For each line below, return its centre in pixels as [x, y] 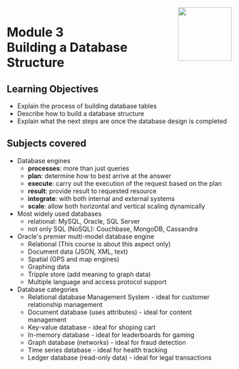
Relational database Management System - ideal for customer [118, 297]
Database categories [48, 289]
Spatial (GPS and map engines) [73, 259]
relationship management [65, 304]
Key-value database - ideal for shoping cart [92, 327]
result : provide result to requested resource [92, 191]
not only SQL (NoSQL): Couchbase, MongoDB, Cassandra [113, 229]
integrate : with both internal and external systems [101, 198]
